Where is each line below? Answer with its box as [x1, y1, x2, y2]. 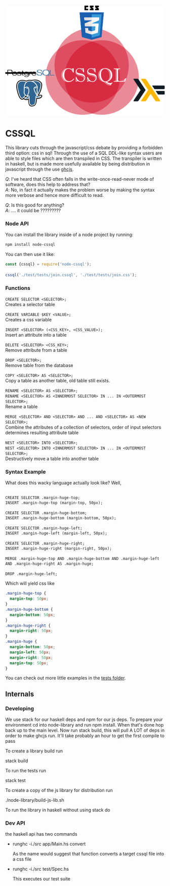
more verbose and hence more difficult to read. [5, 192, 104, 198]
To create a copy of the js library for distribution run [5, 787, 113, 794]
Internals [5, 690, 34, 698]
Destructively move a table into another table [5, 455, 99, 462]
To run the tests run [5, 768, 47, 774]
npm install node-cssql [5, 242, 56, 247]
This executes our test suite [12, 876, 71, 882]
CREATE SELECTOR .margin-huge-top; [5, 496, 80, 501]
